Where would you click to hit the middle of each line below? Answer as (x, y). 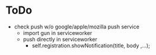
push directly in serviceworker (60, 39)
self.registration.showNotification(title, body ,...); (91, 46)
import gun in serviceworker (58, 33)
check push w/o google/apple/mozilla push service (77, 27)
